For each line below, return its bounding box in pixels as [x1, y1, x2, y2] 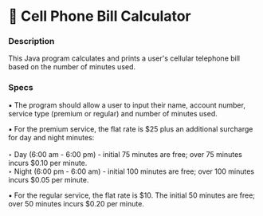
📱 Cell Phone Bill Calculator [8, 7, 191, 26]
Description [8, 36, 55, 47]
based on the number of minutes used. [8, 62, 136, 72]
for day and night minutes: [8, 132, 95, 142]
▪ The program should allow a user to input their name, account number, [8, 100, 245, 110]
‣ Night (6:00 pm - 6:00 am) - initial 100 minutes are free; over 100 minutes [8, 167, 255, 176]
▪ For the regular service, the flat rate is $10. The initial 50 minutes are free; [8, 190, 256, 200]
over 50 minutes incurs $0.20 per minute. [8, 198, 145, 208]
